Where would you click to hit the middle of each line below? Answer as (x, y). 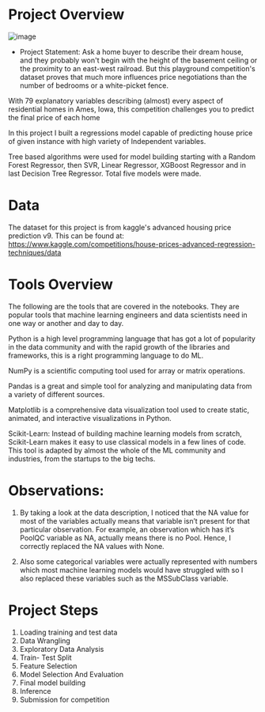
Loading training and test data (68, 632)
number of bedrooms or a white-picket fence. (94, 85)
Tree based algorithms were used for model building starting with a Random (132, 157)
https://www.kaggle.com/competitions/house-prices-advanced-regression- (132, 244)
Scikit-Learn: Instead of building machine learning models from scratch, (125, 434)
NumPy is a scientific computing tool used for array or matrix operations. (127, 370)
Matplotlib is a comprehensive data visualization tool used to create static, (129, 410)
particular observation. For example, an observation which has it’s (127, 529)
